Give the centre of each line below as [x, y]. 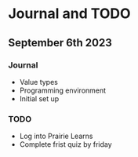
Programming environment [63, 90]
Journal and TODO [69, 14]
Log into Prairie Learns [56, 136]
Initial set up [39, 98]
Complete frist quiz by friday [65, 144]
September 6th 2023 [60, 43]
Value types [39, 82]
